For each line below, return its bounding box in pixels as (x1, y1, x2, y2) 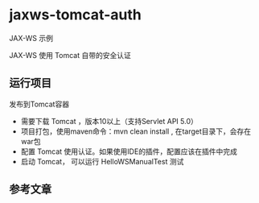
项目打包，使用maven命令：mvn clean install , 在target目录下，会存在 (20, 126, 252, 136)
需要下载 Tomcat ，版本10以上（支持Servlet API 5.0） (20, 116, 198, 126)
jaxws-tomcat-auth (9, 6, 142, 24)
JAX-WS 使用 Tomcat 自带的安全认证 (9, 50, 131, 60)
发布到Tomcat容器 (9, 99, 70, 109)
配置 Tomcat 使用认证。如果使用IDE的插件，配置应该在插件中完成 (20, 147, 238, 156)
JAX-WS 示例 (9, 33, 53, 43)
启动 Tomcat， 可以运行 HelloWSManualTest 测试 (20, 156, 184, 166)
